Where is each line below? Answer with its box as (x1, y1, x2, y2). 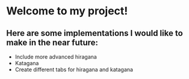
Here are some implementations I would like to (6, 28, 184, 38)
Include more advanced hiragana (14, 53, 98, 60)
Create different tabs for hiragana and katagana (14, 66, 134, 73)
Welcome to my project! (6, 4, 128, 18)
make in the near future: (6, 37, 98, 47)
